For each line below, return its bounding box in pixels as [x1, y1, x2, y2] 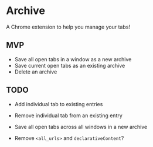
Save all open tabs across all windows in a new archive [14, 123, 148, 130]
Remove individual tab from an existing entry [14, 112, 123, 119]
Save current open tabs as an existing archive [14, 62, 125, 69]
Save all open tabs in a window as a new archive [14, 55, 132, 62]
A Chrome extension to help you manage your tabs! [6, 23, 131, 30]
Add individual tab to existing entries [14, 100, 103, 107]
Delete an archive [14, 68, 57, 75]
